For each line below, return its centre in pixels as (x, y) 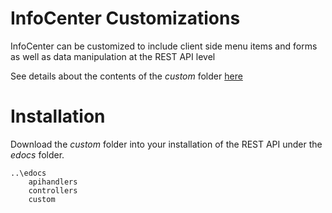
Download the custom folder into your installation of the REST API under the (166, 144)
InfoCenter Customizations (125, 18)
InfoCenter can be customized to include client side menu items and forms (164, 46)
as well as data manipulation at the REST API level (113, 56)
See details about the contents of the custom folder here (126, 76)
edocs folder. (37, 154)
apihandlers (53, 182)
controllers (53, 190)
